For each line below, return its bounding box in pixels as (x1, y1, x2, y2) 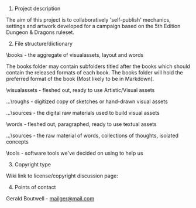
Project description (14, 5, 61, 12)
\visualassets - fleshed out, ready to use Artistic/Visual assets (6, 87, 155, 93)
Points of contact (14, 184, 56, 190)
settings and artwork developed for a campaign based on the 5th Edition (6, 23, 181, 29)
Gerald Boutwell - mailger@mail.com (6, 195, 95, 202)
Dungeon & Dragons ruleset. (6, 29, 75, 36)
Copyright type (14, 161, 51, 168)
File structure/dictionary (14, 40, 73, 47)
